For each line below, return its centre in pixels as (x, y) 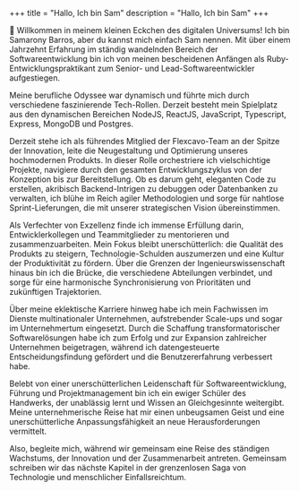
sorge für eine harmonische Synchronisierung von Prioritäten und (130, 282)
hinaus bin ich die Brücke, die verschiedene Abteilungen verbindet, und (141, 273)
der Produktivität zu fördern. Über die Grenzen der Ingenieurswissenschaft (147, 263)
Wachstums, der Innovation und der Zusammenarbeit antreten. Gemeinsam (148, 458)
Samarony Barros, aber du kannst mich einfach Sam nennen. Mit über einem (150, 40)
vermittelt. (28, 431)
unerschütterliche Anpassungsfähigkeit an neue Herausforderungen (135, 422)
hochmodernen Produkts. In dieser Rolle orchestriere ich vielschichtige (140, 160)
